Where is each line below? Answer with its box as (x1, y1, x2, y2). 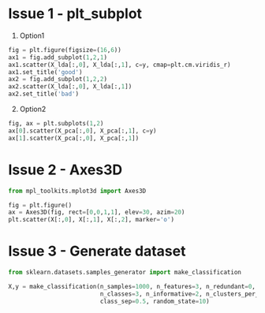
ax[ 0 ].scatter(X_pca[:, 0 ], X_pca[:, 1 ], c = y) (8, 127, 157, 135)
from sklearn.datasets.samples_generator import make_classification (8, 269, 242, 277)
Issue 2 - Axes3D (8, 161, 123, 178)
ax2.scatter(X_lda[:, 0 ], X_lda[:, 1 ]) (8, 83, 132, 91)
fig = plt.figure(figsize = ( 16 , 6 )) (8, 46, 122, 54)
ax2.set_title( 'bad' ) (8, 90, 80, 99)
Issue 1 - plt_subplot (8, 5, 143, 23)
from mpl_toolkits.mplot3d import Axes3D (8, 187, 147, 195)
